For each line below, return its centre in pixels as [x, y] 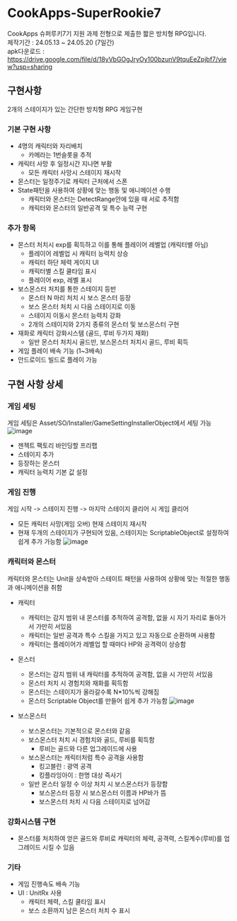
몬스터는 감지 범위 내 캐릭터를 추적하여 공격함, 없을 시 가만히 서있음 [121, 674]
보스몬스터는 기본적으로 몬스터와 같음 [79, 731]
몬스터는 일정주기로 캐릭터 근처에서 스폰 [73, 181]
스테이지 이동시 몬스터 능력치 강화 [75, 316]
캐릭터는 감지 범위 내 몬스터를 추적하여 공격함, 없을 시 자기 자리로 [117, 617]
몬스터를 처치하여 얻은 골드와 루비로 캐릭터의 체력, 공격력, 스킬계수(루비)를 [120, 838]
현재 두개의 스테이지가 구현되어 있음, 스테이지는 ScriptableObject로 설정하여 [123, 533]
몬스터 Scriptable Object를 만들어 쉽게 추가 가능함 [98, 700]
